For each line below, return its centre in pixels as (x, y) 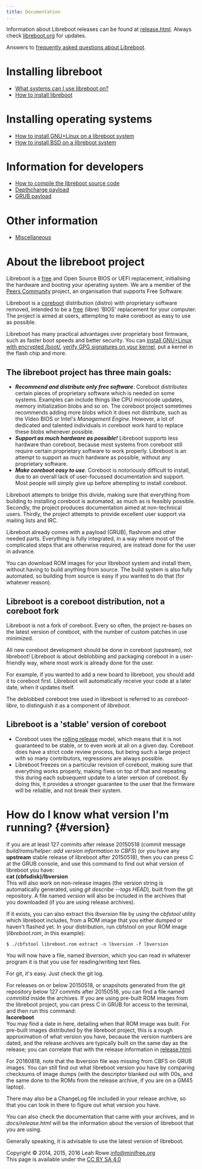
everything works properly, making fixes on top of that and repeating (100, 771)
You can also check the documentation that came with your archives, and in (100, 1116)
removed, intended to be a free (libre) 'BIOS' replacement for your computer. (101, 309)
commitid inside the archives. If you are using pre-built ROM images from (97, 998)
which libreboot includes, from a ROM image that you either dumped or (94, 920)
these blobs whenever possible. (55, 432)
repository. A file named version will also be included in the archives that (96, 895)
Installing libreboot (54, 72)
